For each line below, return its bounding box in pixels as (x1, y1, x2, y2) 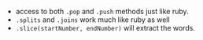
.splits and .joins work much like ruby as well (15, 15, 171, 24)
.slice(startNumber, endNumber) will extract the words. (15, 24, 195, 32)
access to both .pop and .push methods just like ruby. (15, 7, 189, 16)
